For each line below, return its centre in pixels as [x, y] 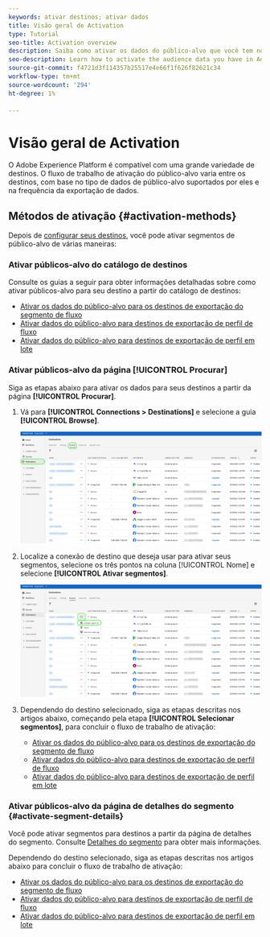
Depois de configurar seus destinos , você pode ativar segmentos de [122, 235]
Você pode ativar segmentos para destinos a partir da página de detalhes [130, 833]
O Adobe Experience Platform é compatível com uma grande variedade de [131, 165]
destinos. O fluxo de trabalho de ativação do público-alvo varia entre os [127, 174]
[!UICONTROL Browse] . [59, 420]
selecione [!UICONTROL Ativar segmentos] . [94, 574]
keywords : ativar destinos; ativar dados [79, 17]
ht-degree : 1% [32, 93]
